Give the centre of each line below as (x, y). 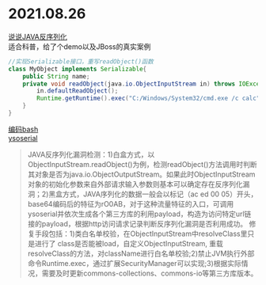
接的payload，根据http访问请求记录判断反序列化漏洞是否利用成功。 (137, 223)
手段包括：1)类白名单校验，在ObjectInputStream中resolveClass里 (141, 234)
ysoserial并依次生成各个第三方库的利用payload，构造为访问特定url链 (139, 214)
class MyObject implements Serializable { (78, 69)
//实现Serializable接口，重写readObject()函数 (81, 61)
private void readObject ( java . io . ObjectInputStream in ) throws (129, 84)
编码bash (23, 129)
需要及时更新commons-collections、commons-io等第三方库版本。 (150, 273)
